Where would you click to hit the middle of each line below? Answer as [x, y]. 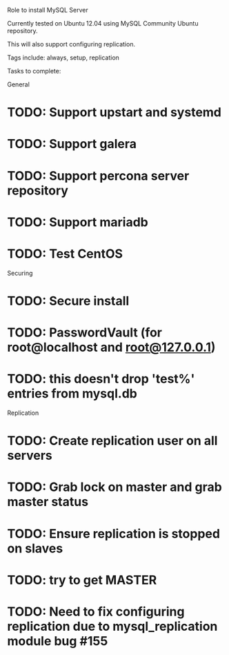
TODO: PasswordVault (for [85, 333]
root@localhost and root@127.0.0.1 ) [111, 347]
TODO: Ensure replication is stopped [114, 533]
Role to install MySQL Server [48, 10]
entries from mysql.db [72, 394]
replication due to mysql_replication [112, 626]
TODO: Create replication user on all [112, 441]
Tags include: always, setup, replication [63, 57]
